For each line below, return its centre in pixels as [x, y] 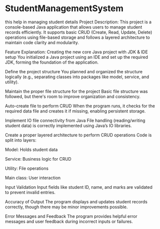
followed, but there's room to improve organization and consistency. [73, 96]
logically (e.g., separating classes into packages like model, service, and [77, 77]
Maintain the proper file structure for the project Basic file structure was [77, 91]
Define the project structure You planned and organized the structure [74, 71]
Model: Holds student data [31, 149]
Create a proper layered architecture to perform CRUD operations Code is [79, 135]
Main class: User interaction [33, 178]
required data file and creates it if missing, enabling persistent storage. [75, 111]
